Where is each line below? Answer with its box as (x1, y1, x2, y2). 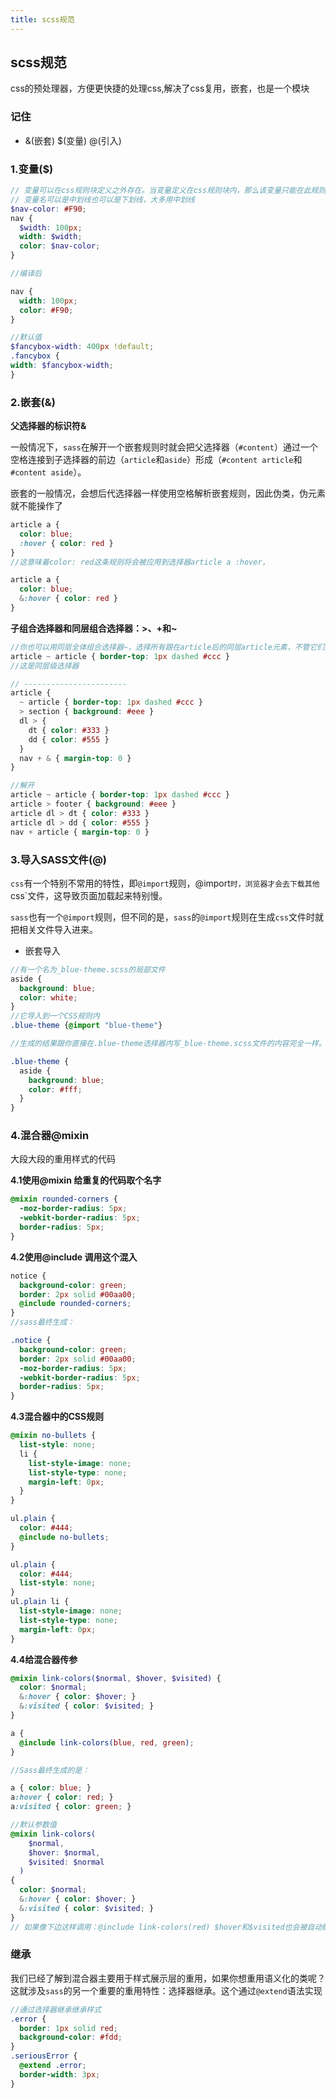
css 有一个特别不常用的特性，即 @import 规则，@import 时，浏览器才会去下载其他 (10, 877, 320, 889)
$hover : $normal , (28, 1847, 101, 1858)
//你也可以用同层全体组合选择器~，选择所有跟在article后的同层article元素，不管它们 (10, 642, 325, 652)
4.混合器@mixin (10, 1129, 90, 1143)
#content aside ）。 (10, 466, 87, 478)
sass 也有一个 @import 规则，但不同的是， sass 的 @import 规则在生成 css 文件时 (10, 911, 316, 923)
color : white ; (19, 992, 78, 1003)
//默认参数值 (10, 1820, 57, 1830)
